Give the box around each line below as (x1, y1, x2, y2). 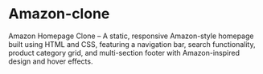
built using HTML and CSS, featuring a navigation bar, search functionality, (8, 39, 256, 49)
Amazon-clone (8, 5, 110, 23)
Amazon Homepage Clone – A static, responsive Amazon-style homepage (8, 31, 254, 41)
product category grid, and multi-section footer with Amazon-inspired (8, 48, 240, 57)
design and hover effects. (8, 56, 93, 66)
